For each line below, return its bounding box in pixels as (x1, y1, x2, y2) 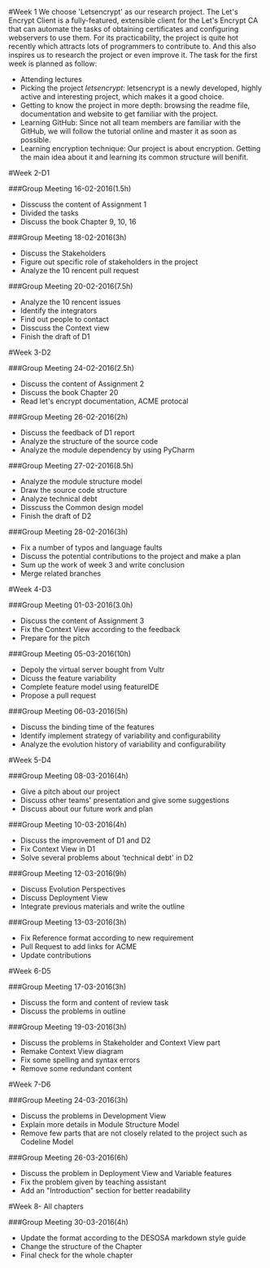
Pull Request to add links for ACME (20, 942, 137, 951)
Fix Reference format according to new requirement (20, 933, 194, 943)
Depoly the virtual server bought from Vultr (20, 665, 165, 674)
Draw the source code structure (20, 486, 128, 495)
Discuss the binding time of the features (20, 722, 155, 731)
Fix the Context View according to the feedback (20, 625, 181, 634)
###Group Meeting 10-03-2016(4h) (8, 820, 128, 829)
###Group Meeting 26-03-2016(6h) (8, 1153, 128, 1162)
